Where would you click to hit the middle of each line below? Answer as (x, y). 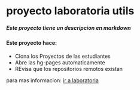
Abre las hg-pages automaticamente (60, 62)
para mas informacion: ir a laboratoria (52, 80)
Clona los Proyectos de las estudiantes (63, 56)
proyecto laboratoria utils (70, 11)
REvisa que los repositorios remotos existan (69, 69)
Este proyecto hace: (32, 43)
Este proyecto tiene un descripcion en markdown (69, 27)
